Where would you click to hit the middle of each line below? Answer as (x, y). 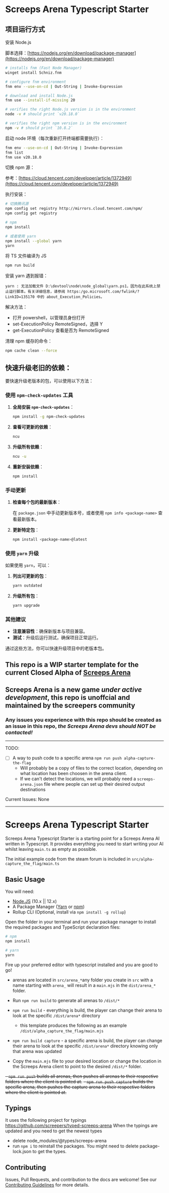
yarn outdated (27, 586)
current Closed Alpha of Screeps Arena (68, 672)
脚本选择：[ (17, 53)
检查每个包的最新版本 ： (37, 502)
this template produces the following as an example (73, 1025)
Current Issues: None (27, 799)
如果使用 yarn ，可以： (28, 565)
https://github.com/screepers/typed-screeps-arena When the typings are (81, 1126)
